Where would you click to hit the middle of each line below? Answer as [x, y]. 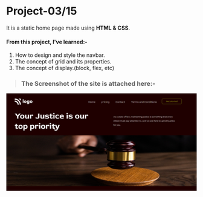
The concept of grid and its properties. [63, 62]
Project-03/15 [42, 11]
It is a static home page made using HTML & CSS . [68, 28]
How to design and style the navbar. [60, 55]
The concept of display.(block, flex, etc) [65, 68]
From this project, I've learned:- [47, 42]
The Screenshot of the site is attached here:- [88, 84]
